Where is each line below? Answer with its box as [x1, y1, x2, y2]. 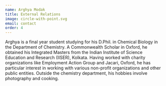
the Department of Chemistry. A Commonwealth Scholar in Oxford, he [5, 44, 148, 50]
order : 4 [5, 26, 23, 30]
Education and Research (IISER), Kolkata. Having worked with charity [5, 55, 146, 60]
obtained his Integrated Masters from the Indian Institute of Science [5, 50, 143, 56]
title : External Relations [5, 12, 61, 17]
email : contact [5, 21, 37, 26]
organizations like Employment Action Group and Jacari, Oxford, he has [5, 60, 151, 66]
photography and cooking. [5, 76, 59, 82]
